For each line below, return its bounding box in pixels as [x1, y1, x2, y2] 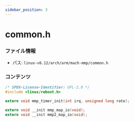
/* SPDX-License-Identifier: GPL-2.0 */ [5, 85, 90, 90]
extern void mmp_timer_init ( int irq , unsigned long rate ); [5, 99, 130, 104]
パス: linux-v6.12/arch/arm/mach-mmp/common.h [12, 60, 108, 66]
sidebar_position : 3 [5, 7, 48, 12]
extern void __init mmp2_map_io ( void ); [5, 112, 88, 117]
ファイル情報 [5, 47, 36, 54]
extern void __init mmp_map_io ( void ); [5, 108, 85, 113]
